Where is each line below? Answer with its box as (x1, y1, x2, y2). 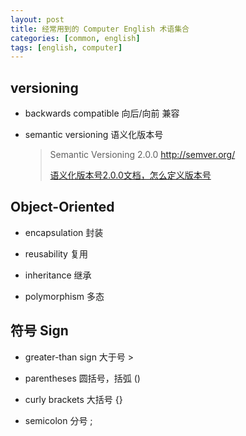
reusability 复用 (24, 247, 88, 260)
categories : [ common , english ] (10, 33, 141, 43)
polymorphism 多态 (24, 290, 105, 302)
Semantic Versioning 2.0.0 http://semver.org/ (49, 149, 236, 161)
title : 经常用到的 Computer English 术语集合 (10, 24, 190, 34)
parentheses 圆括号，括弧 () (24, 372, 141, 384)
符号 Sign (10, 322, 69, 340)
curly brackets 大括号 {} (24, 393, 123, 405)
